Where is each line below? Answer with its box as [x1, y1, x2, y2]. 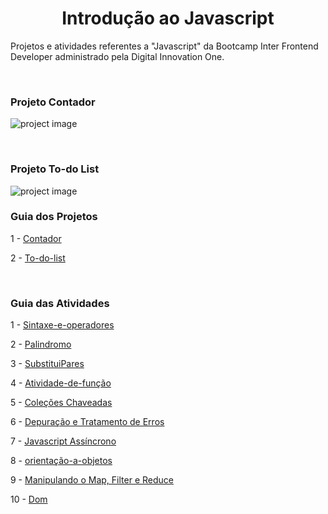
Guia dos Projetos [10, 210, 98, 224]
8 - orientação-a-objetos [10, 455, 113, 467]
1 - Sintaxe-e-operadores [10, 319, 115, 331]
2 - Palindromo [10, 338, 72, 351]
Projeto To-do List [10, 162, 100, 176]
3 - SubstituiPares [10, 358, 85, 370]
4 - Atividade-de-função [10, 377, 112, 389]
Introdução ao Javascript [61, 7, 275, 30]
